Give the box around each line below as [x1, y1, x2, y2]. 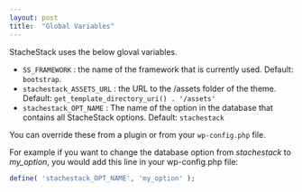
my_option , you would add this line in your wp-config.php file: [9, 156, 239, 167]
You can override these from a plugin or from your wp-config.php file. [9, 129, 266, 140]
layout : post [9, 13, 59, 23]
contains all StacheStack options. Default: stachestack [22, 112, 224, 123]
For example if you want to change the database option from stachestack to [9, 146, 291, 158]
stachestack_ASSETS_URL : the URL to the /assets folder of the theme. [22, 83, 277, 94]
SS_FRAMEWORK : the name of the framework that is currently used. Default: [22, 64, 294, 75]
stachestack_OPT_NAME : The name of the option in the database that [22, 102, 273, 113]
